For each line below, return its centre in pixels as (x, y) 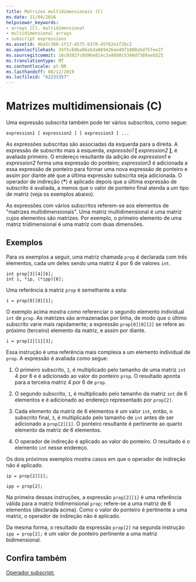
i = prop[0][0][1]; (30, 300)
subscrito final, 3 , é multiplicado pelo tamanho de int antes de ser (94, 417)
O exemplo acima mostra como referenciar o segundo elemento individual (95, 312)
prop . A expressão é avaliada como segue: (57, 358)
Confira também (37, 558)
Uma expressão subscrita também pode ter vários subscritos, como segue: (97, 123)
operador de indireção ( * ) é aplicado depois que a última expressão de (92, 182)
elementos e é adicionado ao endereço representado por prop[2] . (94, 400)
